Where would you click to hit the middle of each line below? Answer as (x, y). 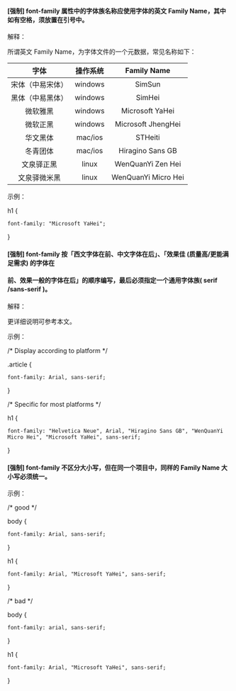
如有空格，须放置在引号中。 (48, 19)
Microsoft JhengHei (147, 124)
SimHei (148, 98)
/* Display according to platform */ (58, 350)
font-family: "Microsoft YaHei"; (57, 224)
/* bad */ (20, 601)
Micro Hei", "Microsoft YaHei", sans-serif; (74, 437)
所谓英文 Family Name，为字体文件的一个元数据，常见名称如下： (102, 52)
